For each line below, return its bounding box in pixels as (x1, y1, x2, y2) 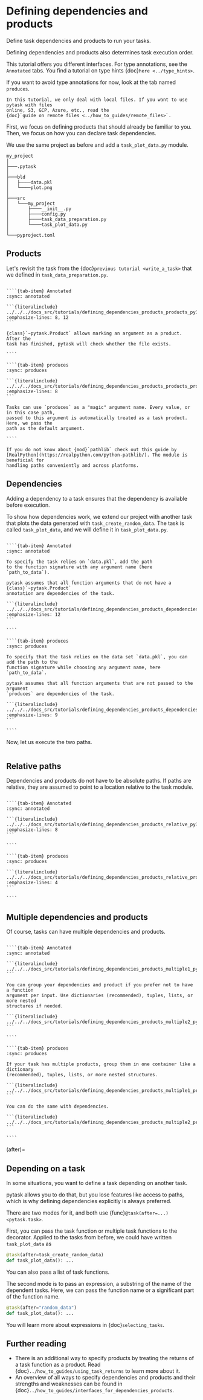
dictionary (6, 1067, 34, 1073)
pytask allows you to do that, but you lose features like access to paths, (6, 1191, 184, 1198)
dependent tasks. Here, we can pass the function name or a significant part (6, 1286, 195, 1294)
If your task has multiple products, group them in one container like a (6, 1061, 196, 1067)
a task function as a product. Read (14, 1361, 101, 1369)
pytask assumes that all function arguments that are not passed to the (6, 680, 193, 686)
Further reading (6, 1338, 66, 1349)
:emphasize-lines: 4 (6, 880, 59, 886)
